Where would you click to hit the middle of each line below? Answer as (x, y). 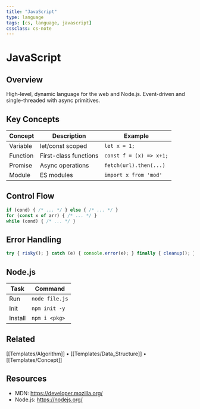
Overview (25, 80)
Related (21, 340)
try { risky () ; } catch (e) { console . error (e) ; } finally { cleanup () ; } (101, 253)
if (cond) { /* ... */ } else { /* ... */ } (62, 210)
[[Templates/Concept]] (34, 360)
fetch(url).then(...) (135, 165)
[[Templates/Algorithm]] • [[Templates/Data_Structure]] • (76, 354)
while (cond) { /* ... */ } (41, 221)
